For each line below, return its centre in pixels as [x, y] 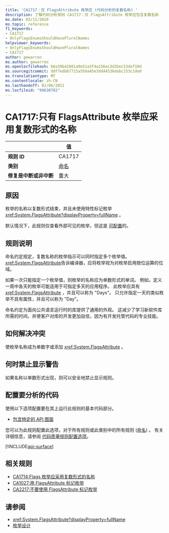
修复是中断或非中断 [31, 176]
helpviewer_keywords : [28, 43]
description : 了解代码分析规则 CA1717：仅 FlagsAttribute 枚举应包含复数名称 [82, 15]
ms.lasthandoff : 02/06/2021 [35, 85]
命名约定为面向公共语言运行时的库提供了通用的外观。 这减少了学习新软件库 [84, 310]
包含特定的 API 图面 [33, 419]
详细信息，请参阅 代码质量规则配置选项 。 [48, 436]
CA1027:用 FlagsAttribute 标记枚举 [48, 483]
